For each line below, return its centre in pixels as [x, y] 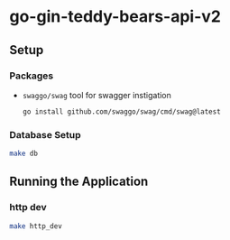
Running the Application [79, 182]
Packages [32, 76]
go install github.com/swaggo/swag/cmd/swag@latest [121, 111]
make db [24, 154]
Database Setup [45, 134]
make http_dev [36, 226]
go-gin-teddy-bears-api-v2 [115, 17]
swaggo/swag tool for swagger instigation [97, 95]
